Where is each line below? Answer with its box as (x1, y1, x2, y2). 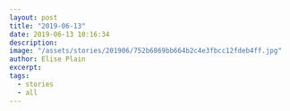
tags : (9, 72, 30, 81)
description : (9, 38, 58, 47)
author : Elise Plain (9, 55, 87, 64)
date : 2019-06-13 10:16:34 (9, 30, 110, 38)
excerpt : (9, 64, 42, 73)
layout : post (9, 13, 58, 22)
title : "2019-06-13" (9, 21, 87, 30)
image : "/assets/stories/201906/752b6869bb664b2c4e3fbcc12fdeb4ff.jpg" (9, 47, 282, 55)
